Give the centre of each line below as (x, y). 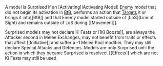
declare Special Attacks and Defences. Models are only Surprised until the (80, 48)
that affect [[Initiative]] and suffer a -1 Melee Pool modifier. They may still (78, 43)
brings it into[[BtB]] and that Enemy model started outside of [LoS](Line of (79, 17)
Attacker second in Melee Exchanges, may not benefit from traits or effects (81, 37)
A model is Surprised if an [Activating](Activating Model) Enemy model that (81, 7)
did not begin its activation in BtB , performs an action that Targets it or (76, 12)
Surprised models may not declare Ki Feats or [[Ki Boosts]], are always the (80, 32)
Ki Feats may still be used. (31, 58)
